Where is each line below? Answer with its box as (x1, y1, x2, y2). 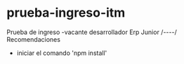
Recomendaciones (6, 35, 61, 43)
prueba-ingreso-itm (6, 5, 126, 21)
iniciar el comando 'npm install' (16, 49, 107, 57)
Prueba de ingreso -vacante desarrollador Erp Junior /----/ (6, 28, 177, 36)
